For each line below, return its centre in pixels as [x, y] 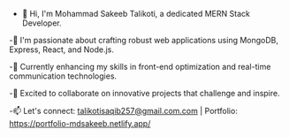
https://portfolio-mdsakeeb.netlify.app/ [80, 123]
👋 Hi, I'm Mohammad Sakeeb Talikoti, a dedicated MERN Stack [136, 14]
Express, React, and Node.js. [62, 49]
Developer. [42, 23]
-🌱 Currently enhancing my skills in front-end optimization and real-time [140, 67]
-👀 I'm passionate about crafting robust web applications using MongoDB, [144, 40]
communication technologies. [63, 76]
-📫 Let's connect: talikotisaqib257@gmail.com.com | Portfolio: [124, 111]
